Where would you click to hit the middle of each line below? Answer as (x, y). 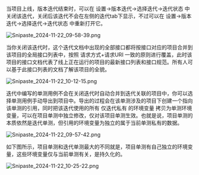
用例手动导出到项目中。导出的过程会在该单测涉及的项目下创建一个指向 (107, 101)
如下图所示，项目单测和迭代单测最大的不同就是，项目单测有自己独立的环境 (97, 147)
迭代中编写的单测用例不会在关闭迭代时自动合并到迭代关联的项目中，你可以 (97, 93)
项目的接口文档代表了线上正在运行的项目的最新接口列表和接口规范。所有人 (97, 62)
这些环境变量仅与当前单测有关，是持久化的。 (71, 154)
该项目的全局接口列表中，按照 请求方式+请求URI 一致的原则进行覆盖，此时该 (99, 55)
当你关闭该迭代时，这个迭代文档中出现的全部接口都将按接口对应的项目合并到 (99, 47)
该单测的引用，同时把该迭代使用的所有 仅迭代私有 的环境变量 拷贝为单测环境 (99, 108)
